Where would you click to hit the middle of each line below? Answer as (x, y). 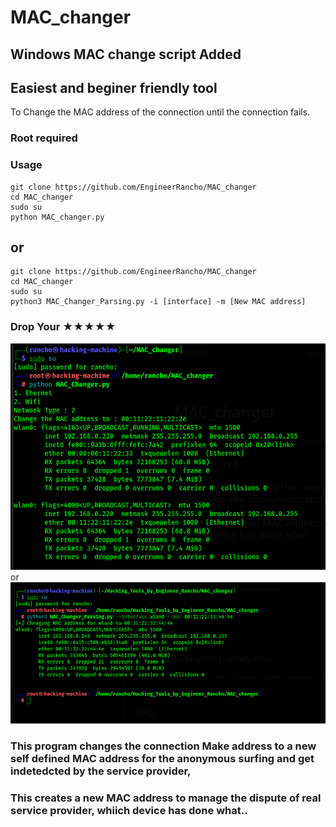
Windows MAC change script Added (126, 54)
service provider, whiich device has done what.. (129, 810)
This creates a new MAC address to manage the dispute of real (166, 798)
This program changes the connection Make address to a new (163, 746)
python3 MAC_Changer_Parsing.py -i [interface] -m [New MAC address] (158, 302)
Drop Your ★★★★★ (63, 327)
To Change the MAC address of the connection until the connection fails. (160, 112)
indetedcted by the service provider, (101, 771)
